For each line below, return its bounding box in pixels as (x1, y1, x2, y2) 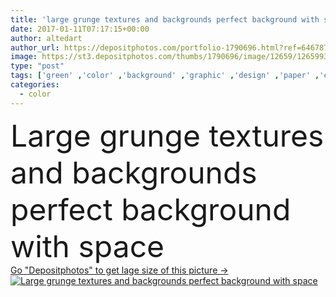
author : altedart (10, 33, 83, 43)
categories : (10, 80, 60, 90)
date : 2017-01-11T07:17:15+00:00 (10, 24, 150, 34)
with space (10, 227, 165, 265)
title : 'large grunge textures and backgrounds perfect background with (10, 14, 320, 25)
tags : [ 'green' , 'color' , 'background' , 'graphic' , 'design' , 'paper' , (10, 71, 320, 81)
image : (10, 52, 38, 62)
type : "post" (10, 61, 65, 71)
